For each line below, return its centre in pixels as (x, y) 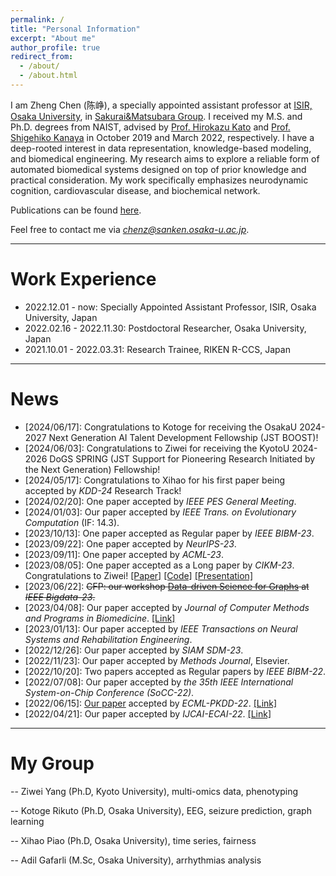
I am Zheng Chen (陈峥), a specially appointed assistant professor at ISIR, (161, 105)
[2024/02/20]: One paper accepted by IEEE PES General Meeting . (160, 501)
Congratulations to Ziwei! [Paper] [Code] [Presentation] (138, 575)
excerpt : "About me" (53, 38)
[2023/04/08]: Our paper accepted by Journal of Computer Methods (167, 607)
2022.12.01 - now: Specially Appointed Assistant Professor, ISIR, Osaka (170, 307)
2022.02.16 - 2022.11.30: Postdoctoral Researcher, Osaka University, (165, 328)
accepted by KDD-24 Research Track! (103, 490)
